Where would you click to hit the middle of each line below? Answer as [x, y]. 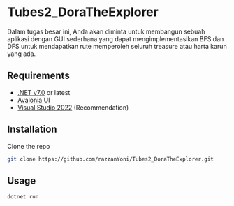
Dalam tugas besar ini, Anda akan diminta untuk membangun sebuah [106, 31]
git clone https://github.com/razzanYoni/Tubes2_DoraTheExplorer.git [111, 159]
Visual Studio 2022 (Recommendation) [73, 107]
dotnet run [23, 197]
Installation [32, 130]
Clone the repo [29, 146]
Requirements [38, 76]
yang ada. [22, 54]
